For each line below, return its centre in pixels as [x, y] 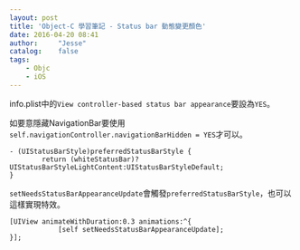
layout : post [34, 18]
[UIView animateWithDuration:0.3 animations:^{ [101, 221]
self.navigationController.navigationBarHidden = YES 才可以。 [129, 134]
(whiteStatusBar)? [105, 159]
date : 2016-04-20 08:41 [54, 34]
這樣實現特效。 [37, 204]
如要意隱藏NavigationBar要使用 [67, 122]
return [54, 159]
